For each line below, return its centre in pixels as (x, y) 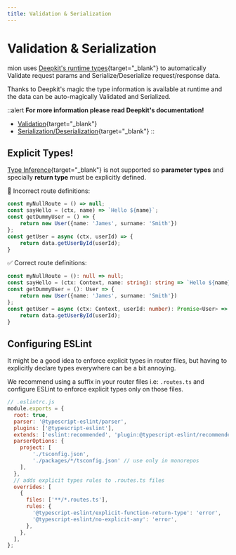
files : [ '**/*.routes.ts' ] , (67, 500)
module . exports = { (36, 409)
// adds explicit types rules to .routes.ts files (89, 480)
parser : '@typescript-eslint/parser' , (71, 422)
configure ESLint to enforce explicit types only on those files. (96, 389)
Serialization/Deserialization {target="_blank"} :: (86, 131)
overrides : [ (33, 487)
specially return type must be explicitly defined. (77, 178)
